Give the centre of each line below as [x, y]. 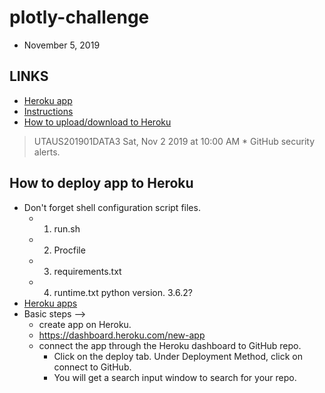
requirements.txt [87, 271]
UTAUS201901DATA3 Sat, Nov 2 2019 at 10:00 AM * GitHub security [174, 141]
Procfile [69, 250]
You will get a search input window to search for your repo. [175, 377]
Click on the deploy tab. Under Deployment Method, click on [178, 356]
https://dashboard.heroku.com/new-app [122, 335]
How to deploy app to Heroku [101, 183]
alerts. [47, 152]
